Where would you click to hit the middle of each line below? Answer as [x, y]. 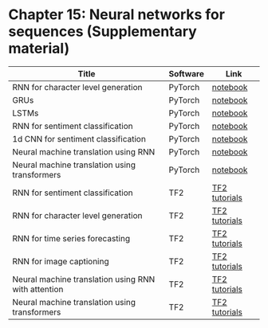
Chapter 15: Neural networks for [117, 15]
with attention [38, 289]
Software [187, 73]
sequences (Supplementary [102, 31]
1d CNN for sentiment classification [79, 139]
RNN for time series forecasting [71, 238]
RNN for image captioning [61, 261]
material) [39, 49]
